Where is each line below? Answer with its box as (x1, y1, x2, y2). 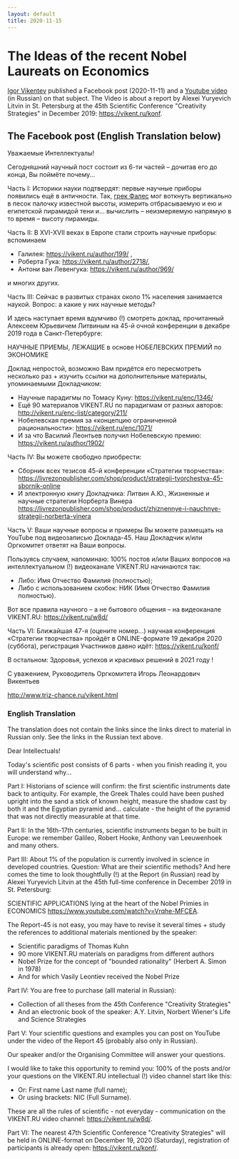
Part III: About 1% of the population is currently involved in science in (7, 854, 210, 864)
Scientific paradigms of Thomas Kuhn (17, 941, 129, 950)
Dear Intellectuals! (7, 746, 61, 755)
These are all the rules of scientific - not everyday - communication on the (7, 1107, 226, 1115)
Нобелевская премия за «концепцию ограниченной (17, 416, 177, 425)
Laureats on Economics (7, 63, 150, 79)
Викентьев (7, 677, 40, 686)
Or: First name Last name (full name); (17, 1085, 128, 1094)
